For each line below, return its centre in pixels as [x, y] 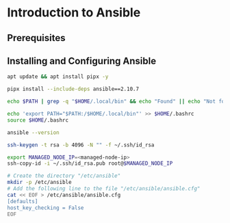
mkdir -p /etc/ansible [39, 183]
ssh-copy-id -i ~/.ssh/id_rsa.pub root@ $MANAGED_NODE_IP [90, 163]
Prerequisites [36, 38]
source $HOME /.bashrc [38, 120]
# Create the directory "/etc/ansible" [64, 176]
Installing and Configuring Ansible [81, 61]
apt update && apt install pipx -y [58, 77]
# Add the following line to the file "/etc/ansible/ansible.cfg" [104, 189]
